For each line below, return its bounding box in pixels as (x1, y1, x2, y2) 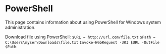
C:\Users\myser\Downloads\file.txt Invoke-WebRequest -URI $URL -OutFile (5, 40, 160, 45)
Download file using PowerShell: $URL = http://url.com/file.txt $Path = (5, 34, 156, 40)
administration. (5, 24, 36, 30)
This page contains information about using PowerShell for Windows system (5, 19, 161, 25)
